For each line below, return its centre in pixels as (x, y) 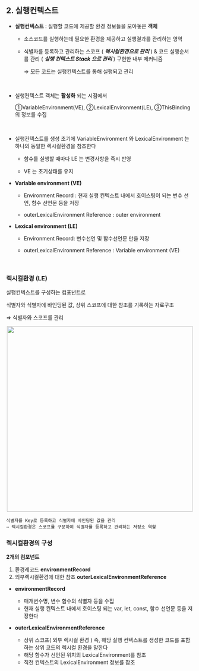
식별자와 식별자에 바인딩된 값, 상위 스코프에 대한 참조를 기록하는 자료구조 (90, 305)
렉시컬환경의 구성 (29, 543)
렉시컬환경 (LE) (27, 278)
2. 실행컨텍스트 (32, 11)
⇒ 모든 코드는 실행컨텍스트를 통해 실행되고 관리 (78, 71)
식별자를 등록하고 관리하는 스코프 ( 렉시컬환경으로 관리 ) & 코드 (96, 51)
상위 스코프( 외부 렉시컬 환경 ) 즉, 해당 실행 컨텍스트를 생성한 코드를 (101, 640)
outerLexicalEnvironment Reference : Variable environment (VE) (102, 250)
